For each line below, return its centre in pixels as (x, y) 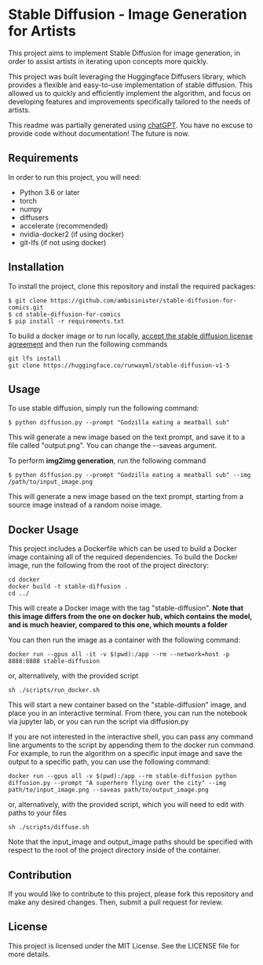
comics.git (26, 307)
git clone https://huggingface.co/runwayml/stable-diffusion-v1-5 (119, 365)
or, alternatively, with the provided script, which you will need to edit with (126, 805)
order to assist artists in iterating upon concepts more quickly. (108, 61)
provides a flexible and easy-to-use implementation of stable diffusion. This (130, 85)
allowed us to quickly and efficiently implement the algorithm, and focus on (130, 93)
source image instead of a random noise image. (85, 505)
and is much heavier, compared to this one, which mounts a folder (118, 625)
